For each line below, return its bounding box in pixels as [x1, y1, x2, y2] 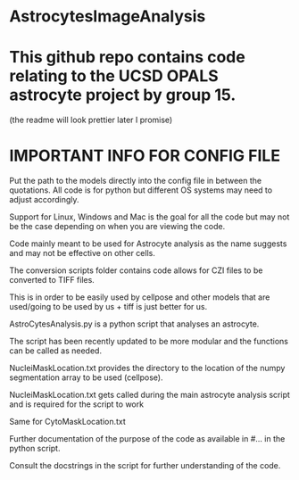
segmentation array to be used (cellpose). [9, 372, 163, 383]
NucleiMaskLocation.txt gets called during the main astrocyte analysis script [9, 390, 290, 401]
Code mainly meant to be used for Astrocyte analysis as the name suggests [9, 238, 287, 249]
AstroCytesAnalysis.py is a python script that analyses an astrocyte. [9, 319, 260, 329]
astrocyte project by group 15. [9, 85, 237, 105]
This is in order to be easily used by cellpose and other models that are [9, 292, 270, 302]
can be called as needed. [9, 345, 103, 356]
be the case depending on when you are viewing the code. [9, 221, 226, 232]
